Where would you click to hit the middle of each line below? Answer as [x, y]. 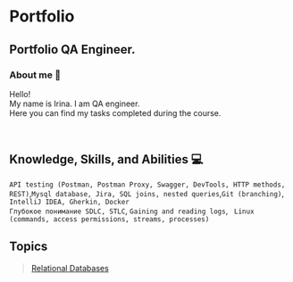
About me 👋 [35, 75]
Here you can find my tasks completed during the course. [115, 112]
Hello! [20, 94]
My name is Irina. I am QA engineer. [75, 104]
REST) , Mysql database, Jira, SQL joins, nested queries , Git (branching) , [146, 193]
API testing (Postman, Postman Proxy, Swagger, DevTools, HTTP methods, [147, 185]
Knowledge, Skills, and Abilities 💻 [106, 159]
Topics [29, 247]
